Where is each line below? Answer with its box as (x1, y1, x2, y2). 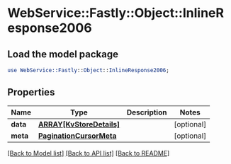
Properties (7, 86, 55, 98)
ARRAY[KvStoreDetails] (38, 119, 120, 129)
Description (126, 107, 167, 117)
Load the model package (7, 48, 119, 60)
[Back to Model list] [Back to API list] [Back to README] (7, 148, 170, 157)
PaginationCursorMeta (38, 131, 117, 141)
